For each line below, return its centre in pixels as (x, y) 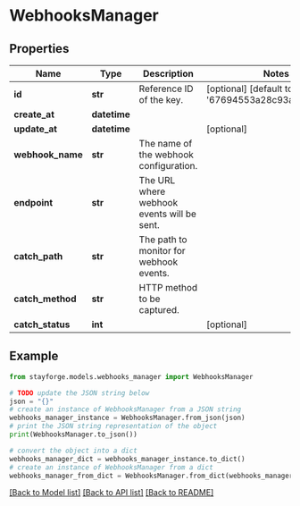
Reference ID (166, 89)
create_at (34, 114)
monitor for (162, 251)
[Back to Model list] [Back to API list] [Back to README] (112, 493)
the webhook (167, 155)
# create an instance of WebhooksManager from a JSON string (125, 409)
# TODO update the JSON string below (79, 393)
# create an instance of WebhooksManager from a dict (112, 467)
